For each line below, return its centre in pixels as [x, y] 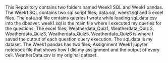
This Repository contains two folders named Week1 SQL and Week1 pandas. [84, 7]
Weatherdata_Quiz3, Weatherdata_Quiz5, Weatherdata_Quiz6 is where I [79, 34]
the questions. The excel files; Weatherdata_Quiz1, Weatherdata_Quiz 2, [80, 28]
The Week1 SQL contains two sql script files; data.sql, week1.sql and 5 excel [84, 12]
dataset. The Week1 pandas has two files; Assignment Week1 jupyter [76, 44]
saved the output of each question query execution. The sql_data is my [79, 39]
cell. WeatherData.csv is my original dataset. [51, 55]
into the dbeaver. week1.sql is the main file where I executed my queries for [83, 23]
